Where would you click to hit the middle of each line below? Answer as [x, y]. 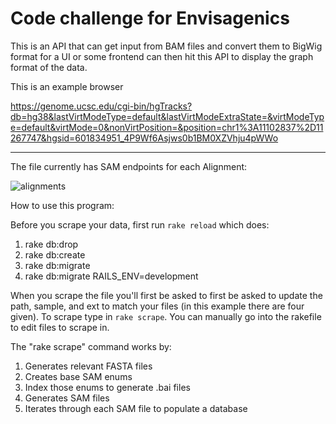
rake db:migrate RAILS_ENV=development [111, 276]
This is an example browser [67, 86]
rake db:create [55, 254]
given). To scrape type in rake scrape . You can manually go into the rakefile [166, 316]
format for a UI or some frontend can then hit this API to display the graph [162, 56]
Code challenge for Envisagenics [150, 18]
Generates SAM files [67, 398]
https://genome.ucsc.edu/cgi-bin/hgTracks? [101, 106]
